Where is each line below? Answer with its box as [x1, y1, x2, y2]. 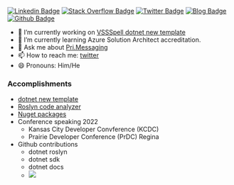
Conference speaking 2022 [17, 118, 98, 126]
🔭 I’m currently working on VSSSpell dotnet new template [17, 28, 186, 36]
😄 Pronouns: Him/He [17, 61, 80, 69]
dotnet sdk [28, 155, 60, 164]
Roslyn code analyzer [17, 103, 82, 111]
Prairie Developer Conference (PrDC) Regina [28, 133, 159, 141]
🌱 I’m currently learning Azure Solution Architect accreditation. [17, 35, 201, 44]
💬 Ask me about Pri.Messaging [17, 43, 108, 51]
